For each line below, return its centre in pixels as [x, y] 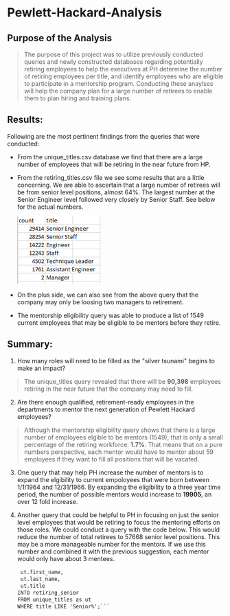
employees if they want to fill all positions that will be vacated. [112, 459]
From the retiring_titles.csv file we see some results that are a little [111, 177]
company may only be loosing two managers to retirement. [100, 302]
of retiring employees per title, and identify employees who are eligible [124, 76]
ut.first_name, [42, 572]
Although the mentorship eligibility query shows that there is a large [119, 430]
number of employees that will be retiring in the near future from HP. [114, 164]
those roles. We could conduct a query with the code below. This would [118, 529]
